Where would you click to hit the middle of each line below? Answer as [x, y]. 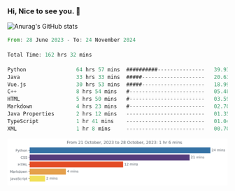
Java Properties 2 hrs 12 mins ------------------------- [106, 114]
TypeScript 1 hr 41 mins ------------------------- [106, 121]
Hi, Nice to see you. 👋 [44, 11]
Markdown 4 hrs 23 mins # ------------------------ [106, 107]
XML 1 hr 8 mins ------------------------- [106, 129]
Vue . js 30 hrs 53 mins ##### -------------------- [106, 84]
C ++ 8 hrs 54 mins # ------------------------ [106, 92]
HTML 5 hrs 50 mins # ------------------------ [106, 99]
